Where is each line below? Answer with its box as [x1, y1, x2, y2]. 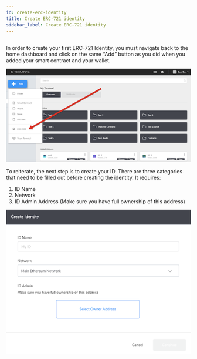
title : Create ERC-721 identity [6, 15, 85, 22]
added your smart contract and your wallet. [6, 56, 111, 64]
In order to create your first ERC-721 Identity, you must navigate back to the [6, 44, 189, 51]
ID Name [14, 185, 36, 192]
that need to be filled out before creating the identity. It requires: [6, 174, 161, 181]
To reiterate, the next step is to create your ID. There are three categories [6, 167, 183, 175]
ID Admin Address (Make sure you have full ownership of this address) [14, 197, 186, 205]
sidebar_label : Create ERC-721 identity [6, 22, 107, 28]
